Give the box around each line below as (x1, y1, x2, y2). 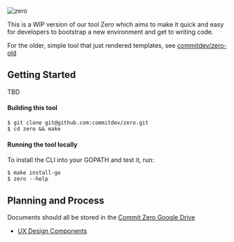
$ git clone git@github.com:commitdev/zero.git (7, 119, 149, 126)
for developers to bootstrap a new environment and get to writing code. (7, 28, 214, 36)
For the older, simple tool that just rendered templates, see (7, 41, 176, 49)
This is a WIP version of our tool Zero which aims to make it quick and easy (7, 20, 224, 28)
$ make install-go (7, 169, 61, 177)
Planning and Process (7, 194, 105, 206)
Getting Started (7, 69, 76, 81)
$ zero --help (7, 175, 49, 182)
